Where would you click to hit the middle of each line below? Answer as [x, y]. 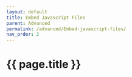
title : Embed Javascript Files [46, 18]
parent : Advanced [28, 23]
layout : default [27, 12]
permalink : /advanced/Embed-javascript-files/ [66, 29]
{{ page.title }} [44, 65]
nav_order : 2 [23, 35]
